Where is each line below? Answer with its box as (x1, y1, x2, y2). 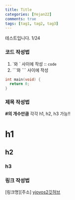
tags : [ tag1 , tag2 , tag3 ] (5, 21, 58, 26)
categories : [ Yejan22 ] (5, 12, 52, 17)
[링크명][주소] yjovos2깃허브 (5, 189, 61, 195)
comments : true (5, 16, 37, 21)
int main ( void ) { (5, 77, 41, 82)
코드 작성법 (5, 49, 30, 56)
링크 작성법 (5, 177, 30, 184)
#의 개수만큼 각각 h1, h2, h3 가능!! (5, 111, 71, 117)
